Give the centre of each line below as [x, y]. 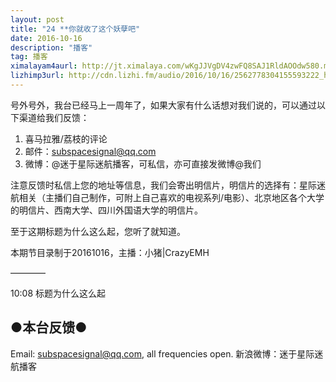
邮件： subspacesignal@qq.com [90, 151]
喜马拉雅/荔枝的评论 [66, 138]
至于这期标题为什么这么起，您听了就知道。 [98, 231]
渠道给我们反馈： [54, 117]
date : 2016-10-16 [46, 38]
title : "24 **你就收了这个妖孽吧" [75, 29]
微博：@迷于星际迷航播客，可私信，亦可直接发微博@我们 [143, 163]
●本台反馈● [49, 327]
